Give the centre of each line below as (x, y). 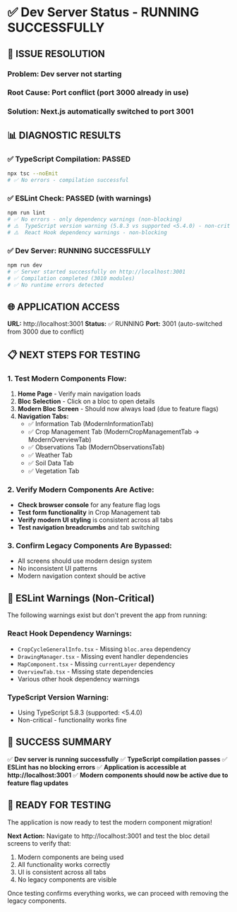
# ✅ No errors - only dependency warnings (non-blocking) (95, 219)
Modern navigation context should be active (81, 576)
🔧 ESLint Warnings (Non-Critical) (81, 598)
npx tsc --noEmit (33, 174)
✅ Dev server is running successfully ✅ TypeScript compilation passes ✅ (117, 759)
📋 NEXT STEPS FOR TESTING (74, 354)
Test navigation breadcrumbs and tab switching (89, 528)
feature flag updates (38, 783)
